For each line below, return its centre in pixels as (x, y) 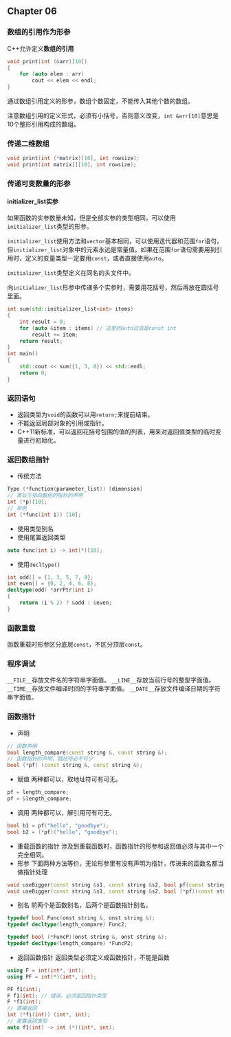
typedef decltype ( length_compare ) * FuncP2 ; (70, 944)
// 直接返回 (22, 1008)
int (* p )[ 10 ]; (27, 502)
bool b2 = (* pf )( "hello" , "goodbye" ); (63, 832)
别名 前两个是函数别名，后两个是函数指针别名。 (84, 905)
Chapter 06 (32, 11)
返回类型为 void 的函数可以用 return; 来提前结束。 (85, 414)
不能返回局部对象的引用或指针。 (62, 423)
